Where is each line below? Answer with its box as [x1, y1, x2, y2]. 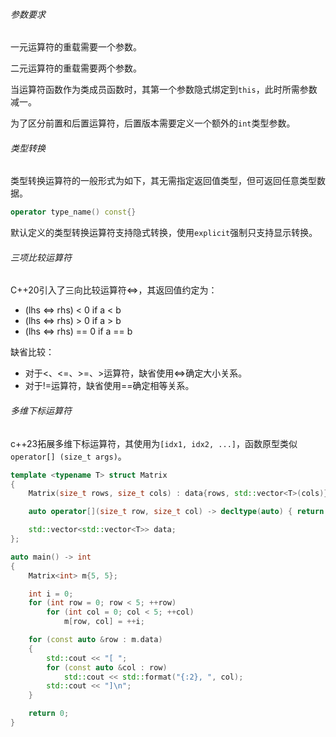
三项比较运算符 [10, 251, 72, 263]
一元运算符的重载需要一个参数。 [10, 41, 142, 53]
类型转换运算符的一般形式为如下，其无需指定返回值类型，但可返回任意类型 [10, 175, 317, 187]
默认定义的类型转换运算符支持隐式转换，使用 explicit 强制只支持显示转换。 [10, 227, 318, 239]
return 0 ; [28, 709, 70, 719]
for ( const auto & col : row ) [46, 662, 168, 673]
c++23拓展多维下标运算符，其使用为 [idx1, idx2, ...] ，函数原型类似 [10, 437, 298, 449]
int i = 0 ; [28, 589, 74, 599]
